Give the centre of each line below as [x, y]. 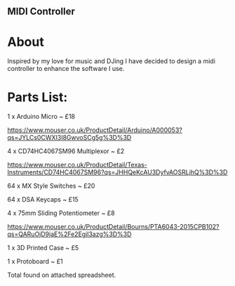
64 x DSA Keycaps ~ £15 [43, 200]
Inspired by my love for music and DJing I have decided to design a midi [112, 61]
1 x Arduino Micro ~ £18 [41, 117]
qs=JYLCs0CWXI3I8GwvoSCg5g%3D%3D [69, 138]
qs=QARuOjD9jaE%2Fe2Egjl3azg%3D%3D [69, 234]
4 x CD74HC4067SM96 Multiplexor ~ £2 [66, 151]
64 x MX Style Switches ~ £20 [51, 186]
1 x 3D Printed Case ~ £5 [43, 248]
